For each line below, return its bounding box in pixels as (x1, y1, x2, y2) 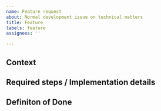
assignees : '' (6, 31, 41, 36)
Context (6, 57, 36, 68)
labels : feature (6, 25, 46, 31)
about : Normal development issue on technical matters (6, 14, 143, 20)
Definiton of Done (6, 97, 72, 107)
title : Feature (6, 19, 43, 25)
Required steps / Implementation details (6, 77, 156, 87)
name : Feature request (6, 8, 62, 15)
